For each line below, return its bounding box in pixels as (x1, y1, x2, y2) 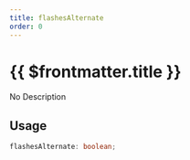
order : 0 (9, 22, 43, 31)
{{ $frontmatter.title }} (9, 61, 182, 82)
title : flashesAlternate (9, 13, 104, 23)
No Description (9, 91, 67, 102)
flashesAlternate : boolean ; (9, 143, 117, 152)
